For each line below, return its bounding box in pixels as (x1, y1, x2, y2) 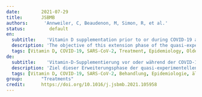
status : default (6, 25, 69, 32)
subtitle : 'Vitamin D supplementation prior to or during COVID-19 (11, 37, 192, 43)
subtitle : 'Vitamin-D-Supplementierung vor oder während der (11, 59, 176, 65)
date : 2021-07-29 (6, 8, 69, 15)
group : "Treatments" (6, 76, 74, 82)
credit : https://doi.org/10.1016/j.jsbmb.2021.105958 (6, 82, 158, 88)
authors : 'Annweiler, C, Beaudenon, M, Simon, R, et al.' (6, 20, 168, 26)
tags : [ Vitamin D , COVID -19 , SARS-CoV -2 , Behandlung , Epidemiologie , (11, 70, 189, 77)
